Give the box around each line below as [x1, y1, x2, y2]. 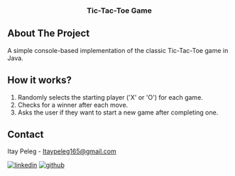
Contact [7, 128, 44, 140]
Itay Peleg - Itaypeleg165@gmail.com [7, 147, 116, 156]
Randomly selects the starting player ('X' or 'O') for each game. [17, 93, 204, 101]
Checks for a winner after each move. [17, 100, 129, 109]
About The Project [7, 28, 90, 40]
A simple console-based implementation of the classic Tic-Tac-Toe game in [7, 46, 229, 54]
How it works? [7, 74, 72, 86]
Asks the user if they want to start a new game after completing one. [17, 108, 219, 117]
